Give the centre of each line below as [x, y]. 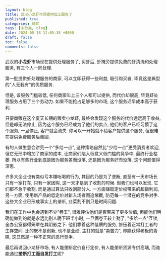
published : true [22, 19]
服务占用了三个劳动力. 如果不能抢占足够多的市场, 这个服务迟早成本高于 [81, 101]
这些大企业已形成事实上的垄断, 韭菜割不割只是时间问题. [61, 201]
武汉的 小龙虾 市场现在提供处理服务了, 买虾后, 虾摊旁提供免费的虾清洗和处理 [81, 61]
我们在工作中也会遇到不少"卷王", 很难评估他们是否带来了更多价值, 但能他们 [81, 212]
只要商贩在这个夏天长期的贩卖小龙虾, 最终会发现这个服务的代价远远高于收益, [83, 118]
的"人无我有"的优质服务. [30, 85]
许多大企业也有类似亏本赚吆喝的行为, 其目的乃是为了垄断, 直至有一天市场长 [81, 176]
